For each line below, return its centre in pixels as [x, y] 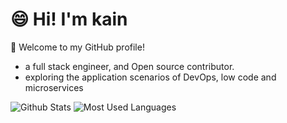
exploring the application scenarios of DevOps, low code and [150, 77]
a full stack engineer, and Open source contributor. [129, 66]
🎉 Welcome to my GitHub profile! [77, 47]
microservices [54, 87]
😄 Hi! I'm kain [69, 19]
